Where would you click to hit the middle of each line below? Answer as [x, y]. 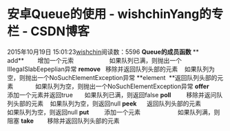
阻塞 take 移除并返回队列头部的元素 [63, 121]
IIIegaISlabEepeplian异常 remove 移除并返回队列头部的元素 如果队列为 [111, 69]
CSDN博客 [60, 31]
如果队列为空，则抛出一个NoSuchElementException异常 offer [122, 86]
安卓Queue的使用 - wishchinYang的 [109, 14]
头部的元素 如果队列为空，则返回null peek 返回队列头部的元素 [107, 103]
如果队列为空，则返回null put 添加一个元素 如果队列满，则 [114, 112]
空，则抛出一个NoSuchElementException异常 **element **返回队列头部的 [112, 77]
